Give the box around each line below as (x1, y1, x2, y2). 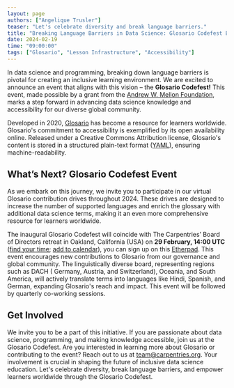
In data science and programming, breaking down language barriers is (7, 68, 209, 77)
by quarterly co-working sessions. (7, 289, 106, 297)
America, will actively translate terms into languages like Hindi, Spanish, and (7, 274, 226, 283)
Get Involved (7, 309, 64, 321)
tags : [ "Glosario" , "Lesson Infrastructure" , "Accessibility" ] (7, 49, 195, 56)
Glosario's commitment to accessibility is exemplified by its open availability (7, 126, 225, 134)
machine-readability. (7, 148, 67, 157)
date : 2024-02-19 (7, 36, 58, 43)
